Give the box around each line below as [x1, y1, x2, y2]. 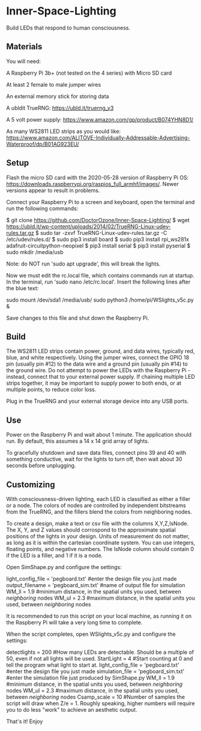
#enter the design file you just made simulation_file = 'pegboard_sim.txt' [6, 668, 185, 675]
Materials [6, 42, 43, 52]
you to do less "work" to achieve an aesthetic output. [6, 706, 137, 713]
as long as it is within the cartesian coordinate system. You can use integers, [6, 539, 196, 546]
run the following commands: [6, 205, 79, 212]
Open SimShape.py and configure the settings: [6, 564, 122, 570]
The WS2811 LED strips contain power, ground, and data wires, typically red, [6, 347, 195, 355]
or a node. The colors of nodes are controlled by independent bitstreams [6, 502, 186, 509]
